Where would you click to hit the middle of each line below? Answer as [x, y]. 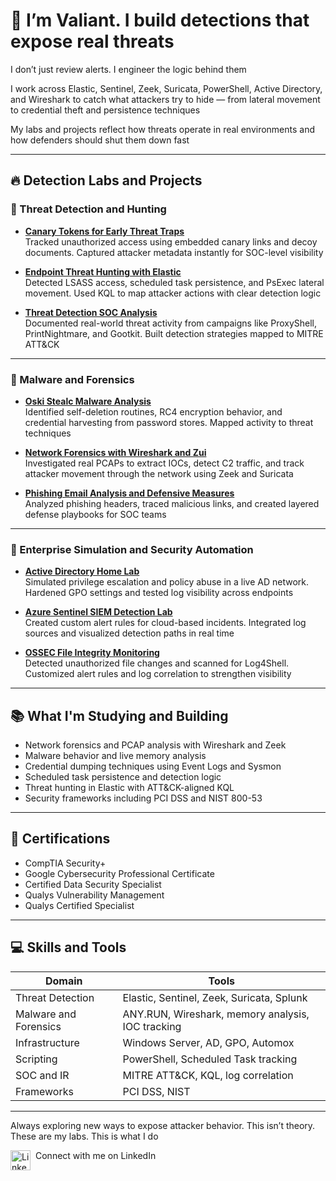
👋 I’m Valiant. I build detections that [160, 20]
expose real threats [92, 41]
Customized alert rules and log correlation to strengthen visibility [158, 674]
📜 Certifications [60, 839]
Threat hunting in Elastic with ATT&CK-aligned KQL [129, 788]
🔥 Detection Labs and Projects [106, 180]
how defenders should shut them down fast [100, 140]
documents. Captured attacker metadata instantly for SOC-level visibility [174, 252]
